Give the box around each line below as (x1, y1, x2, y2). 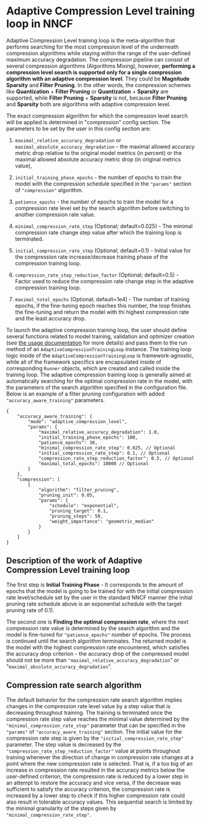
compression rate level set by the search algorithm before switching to (14, 204, 190, 211)
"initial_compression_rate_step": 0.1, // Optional (38, 450, 170, 456)
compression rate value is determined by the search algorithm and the (6, 624, 180, 631)
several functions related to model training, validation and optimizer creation (6, 332, 195, 340)
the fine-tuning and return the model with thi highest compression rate (14, 308, 189, 316)
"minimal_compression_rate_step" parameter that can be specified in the (6, 721, 186, 729)
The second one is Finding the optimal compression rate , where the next (6, 618, 189, 625)
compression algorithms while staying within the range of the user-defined (6, 49, 191, 56)
